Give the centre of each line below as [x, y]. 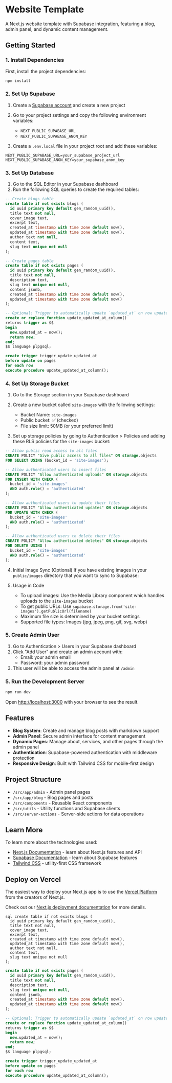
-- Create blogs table [29, 199]
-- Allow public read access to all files [51, 451]
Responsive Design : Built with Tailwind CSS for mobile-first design [83, 763]
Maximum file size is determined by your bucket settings [80, 616]
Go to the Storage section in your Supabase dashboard [71, 395]
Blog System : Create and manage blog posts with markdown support [86, 730]
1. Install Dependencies [35, 60]
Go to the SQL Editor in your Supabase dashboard [65, 184]
